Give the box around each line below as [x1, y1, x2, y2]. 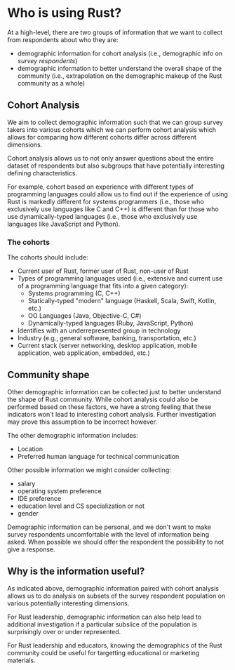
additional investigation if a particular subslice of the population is [7, 619, 198, 629]
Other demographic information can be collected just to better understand [7, 387, 222, 396]
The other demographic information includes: [7, 431, 138, 439]
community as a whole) [17, 79, 86, 87]
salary [17, 479, 36, 488]
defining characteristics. [7, 168, 78, 177]
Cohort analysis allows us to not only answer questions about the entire [7, 154, 214, 162]
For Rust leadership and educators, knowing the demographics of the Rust [7, 641, 222, 650]
